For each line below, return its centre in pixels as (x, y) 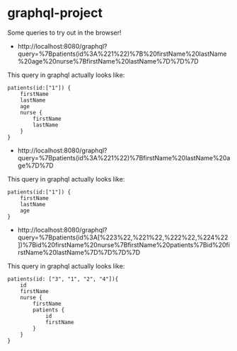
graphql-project (55, 13)
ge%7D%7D (36, 165)
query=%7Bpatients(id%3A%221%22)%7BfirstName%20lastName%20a (124, 157)
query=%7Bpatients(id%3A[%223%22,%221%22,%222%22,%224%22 (123, 237)
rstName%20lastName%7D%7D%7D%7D (79, 252)
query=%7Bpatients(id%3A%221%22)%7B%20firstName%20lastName (122, 54)
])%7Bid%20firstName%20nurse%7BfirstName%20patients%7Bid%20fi (123, 244)
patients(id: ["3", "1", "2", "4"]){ (63, 279)
